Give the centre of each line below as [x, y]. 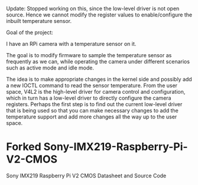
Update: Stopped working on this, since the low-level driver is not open [93, 9]
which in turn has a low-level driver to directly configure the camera [89, 98]
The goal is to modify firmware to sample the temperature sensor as [89, 55]
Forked [24, 147]
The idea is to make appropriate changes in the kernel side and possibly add [99, 79]
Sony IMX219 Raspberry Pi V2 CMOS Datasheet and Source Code [86, 176]
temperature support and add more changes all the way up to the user [92, 117]
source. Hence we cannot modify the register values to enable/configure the [99, 15]
